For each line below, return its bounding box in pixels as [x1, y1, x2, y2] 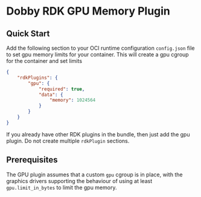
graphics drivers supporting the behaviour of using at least [6, 177, 153, 184]
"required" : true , [38, 86, 85, 92]
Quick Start [6, 28, 50, 39]
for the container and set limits [6, 58, 83, 64]
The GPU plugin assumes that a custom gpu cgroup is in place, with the [6, 171, 183, 178]
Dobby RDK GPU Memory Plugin [6, 4, 171, 18]
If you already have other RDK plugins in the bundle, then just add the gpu [6, 130, 190, 138]
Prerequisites [6, 155, 58, 165]
